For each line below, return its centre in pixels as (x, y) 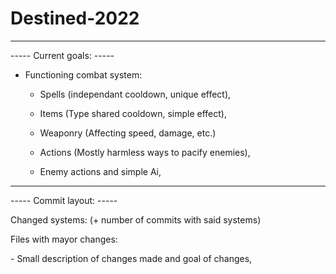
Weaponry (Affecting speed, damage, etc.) (128, 133)
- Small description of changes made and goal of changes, (131, 258)
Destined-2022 (75, 18)
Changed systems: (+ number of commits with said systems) (136, 219)
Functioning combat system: (83, 74)
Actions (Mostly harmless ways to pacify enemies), (145, 152)
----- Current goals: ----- (62, 55)
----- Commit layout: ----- (64, 200)
